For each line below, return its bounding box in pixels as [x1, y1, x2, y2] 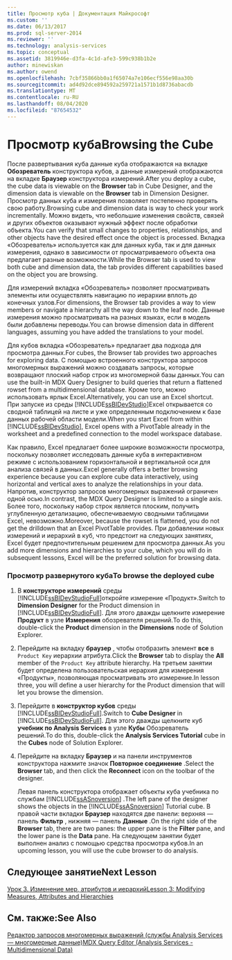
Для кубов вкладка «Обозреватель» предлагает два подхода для [7, 341, 202, 349]
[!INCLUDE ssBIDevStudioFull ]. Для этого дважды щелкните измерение [17, 608, 225, 617]
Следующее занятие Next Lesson [7, 866, 157, 878]
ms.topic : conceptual [7, 49, 70, 56]
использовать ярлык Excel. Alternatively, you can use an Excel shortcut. [7, 392, 214, 401]
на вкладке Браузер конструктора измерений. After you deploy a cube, [7, 174, 216, 182]
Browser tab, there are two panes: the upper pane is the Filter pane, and [17, 824, 225, 832]
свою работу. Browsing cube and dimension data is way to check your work [7, 204, 224, 212]
